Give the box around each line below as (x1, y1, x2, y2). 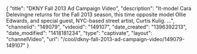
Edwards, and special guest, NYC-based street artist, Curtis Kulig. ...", (6, 17, 175, 24)
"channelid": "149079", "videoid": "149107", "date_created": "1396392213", (6, 23, 187, 30)
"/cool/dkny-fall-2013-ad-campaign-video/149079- (61, 36, 185, 42)
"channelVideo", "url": (6, 36, 60, 42)
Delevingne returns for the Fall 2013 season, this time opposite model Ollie (6, 11, 186, 18)
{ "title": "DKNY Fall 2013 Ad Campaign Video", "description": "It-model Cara (6, 5, 192, 12)
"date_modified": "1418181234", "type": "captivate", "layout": (6, 30, 153, 37)
